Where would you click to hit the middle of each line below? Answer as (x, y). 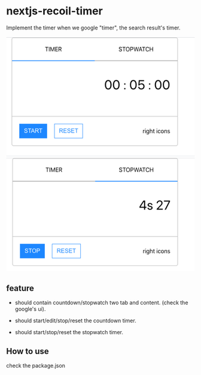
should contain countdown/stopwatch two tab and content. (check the (101, 303)
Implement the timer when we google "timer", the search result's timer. (93, 28)
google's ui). (30, 309)
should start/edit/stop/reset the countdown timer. (75, 321)
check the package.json (36, 366)
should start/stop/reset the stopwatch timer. (69, 332)
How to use (28, 351)
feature (20, 288)
